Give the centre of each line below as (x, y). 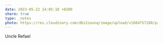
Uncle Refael (18, 36)
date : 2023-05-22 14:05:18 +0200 (39, 9)
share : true (17, 14)
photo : (12, 23)
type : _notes (18, 18)
